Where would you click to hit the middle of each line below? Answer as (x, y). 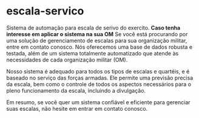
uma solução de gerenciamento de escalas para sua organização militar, (97, 40)
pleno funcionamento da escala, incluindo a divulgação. (76, 90)
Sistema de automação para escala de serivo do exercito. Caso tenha (93, 28)
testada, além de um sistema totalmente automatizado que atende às (93, 53)
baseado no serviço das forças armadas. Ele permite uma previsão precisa (100, 78)
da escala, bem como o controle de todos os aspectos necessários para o (99, 84)
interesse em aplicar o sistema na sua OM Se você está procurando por (97, 34)
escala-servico (45, 11)
